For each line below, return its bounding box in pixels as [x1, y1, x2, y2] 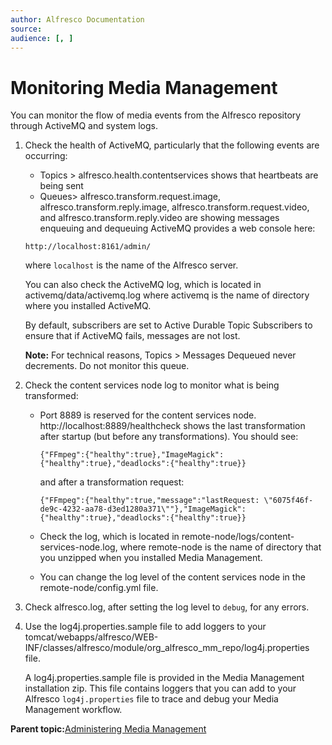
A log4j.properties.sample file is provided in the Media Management [24, 672, 305, 684]
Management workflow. [24, 704, 123, 716]
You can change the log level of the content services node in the [39, 571, 306, 583]
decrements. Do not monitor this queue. [24, 360, 190, 372]
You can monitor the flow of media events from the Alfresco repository [10, 109, 302, 121]
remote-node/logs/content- [181, 531, 295, 543]
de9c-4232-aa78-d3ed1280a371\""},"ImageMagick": [39, 504, 247, 515]
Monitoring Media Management [10, 76, 278, 99]
